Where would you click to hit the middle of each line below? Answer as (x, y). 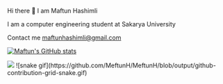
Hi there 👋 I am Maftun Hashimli (52, 11)
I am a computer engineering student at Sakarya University (91, 24)
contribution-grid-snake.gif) (47, 73)
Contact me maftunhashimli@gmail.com (64, 37)
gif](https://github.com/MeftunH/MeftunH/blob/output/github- (127, 65)
